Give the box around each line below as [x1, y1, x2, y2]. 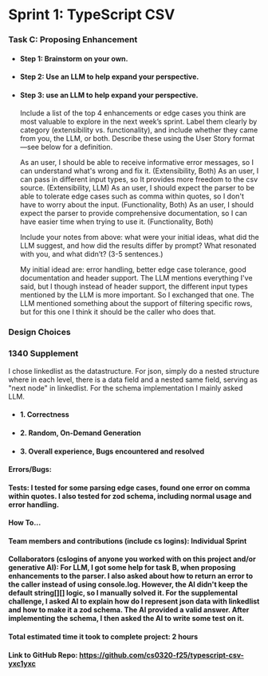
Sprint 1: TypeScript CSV [8, 6, 175, 24]
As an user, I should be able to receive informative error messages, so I [19, 157, 254, 167]
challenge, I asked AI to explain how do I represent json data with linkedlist [8, 596, 260, 607]
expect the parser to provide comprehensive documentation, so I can [19, 208, 247, 218]
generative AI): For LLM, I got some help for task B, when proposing [8, 563, 236, 572]
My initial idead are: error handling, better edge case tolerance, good [19, 265, 246, 274]
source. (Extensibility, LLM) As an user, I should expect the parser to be [19, 183, 255, 192]
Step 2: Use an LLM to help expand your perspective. [19, 72, 199, 81]
